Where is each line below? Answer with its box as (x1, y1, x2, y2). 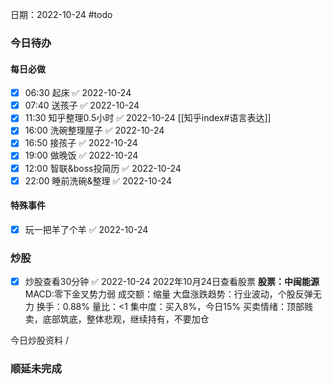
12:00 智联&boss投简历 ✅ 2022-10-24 (24, 162, 182, 174)
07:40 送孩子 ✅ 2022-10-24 (24, 99, 140, 112)
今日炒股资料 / (10, 334, 69, 347)
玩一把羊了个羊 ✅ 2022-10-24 (24, 223, 149, 235)
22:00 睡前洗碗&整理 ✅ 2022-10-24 (24, 174, 172, 187)
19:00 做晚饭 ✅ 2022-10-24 (24, 149, 139, 162)
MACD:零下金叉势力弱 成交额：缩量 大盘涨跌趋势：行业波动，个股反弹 (24, 288, 313, 300)
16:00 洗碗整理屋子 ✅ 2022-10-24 (24, 124, 165, 137)
